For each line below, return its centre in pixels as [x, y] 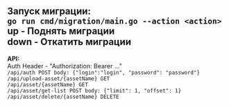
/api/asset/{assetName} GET [48, 85]
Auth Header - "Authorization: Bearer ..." [65, 66]
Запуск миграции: [49, 11]
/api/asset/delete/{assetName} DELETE [63, 97]
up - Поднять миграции [61, 31]
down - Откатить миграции [69, 42]
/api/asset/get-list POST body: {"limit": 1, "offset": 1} [94, 90]
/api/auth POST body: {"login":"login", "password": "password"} [103, 72]
